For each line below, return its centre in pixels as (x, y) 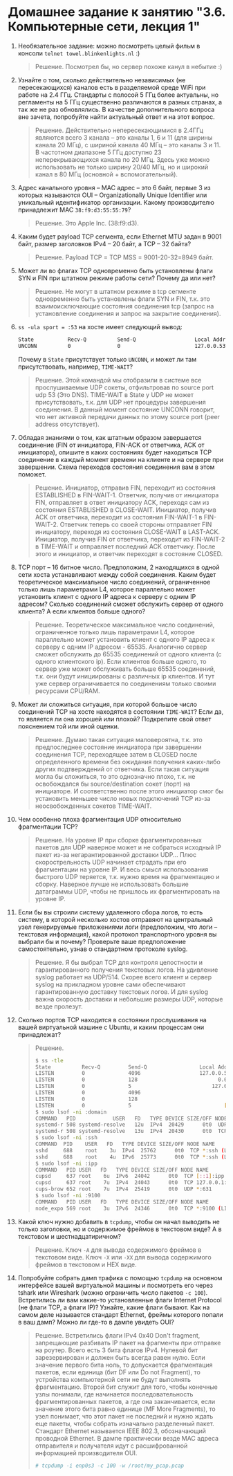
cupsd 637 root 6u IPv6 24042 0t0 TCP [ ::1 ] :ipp (130, 1177)
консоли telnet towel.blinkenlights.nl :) (79, 53)
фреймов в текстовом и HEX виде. (86, 1264)
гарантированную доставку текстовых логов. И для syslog (122, 991)
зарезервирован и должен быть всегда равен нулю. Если (120, 1357)
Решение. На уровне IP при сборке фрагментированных (119, 840)
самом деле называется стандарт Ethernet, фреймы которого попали (120, 1314)
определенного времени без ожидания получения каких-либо (128, 762)
